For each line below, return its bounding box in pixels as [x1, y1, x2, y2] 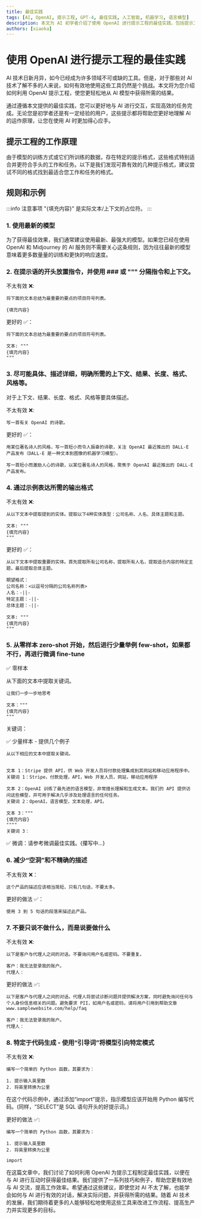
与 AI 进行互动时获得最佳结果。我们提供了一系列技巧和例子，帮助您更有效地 [6, 1176, 193, 1184]
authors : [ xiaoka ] [6, 25, 52, 32]
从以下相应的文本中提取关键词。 [6, 751, 74, 757]
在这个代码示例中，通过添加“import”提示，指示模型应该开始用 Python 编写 [6, 1096, 189, 1103]
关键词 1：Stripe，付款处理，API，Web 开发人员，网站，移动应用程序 [6, 774, 158, 780]
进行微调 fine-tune [31, 649, 85, 658]
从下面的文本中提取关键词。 [6, 677, 75, 685]
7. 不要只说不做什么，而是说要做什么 [6, 923, 111, 932]
